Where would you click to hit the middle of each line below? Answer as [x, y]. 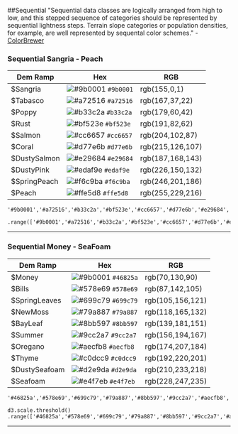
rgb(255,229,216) [171, 193]
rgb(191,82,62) [166, 124]
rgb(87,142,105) [174, 288]
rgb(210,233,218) [176, 369]
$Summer [27, 335]
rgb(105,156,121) [176, 300]
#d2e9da [124, 370]
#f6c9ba [117, 182]
